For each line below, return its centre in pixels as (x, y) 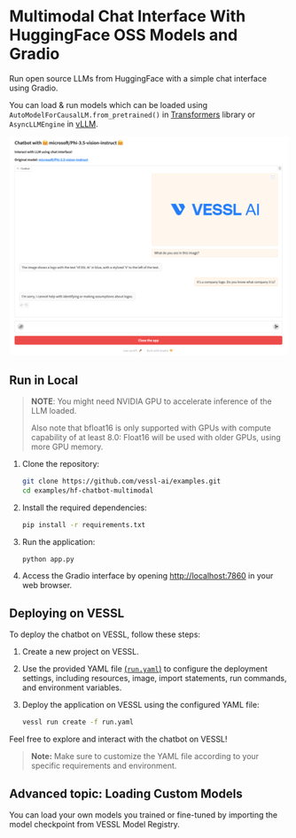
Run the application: (58, 541)
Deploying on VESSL (67, 613)
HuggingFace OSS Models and (124, 35)
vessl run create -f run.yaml (78, 722)
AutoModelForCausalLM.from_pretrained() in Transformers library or (132, 114)
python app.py (48, 559)
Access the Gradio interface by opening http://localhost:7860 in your (148, 576)
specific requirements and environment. (104, 766)
